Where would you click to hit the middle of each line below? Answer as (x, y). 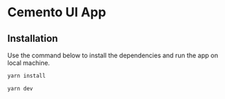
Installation (33, 39)
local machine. (29, 63)
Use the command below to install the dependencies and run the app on (113, 55)
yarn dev (20, 88)
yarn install (27, 76)
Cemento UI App (57, 12)
